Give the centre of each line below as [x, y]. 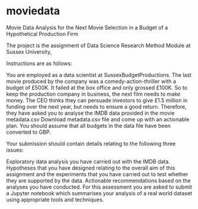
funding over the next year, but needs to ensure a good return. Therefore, [96, 106]
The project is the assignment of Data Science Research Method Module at [98, 45]
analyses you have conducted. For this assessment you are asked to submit [99, 187]
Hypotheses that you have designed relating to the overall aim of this [91, 168]
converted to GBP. [29, 132]
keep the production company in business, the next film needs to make [93, 94]
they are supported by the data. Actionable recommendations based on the [98, 180]
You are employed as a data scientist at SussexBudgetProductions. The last [99, 75]
